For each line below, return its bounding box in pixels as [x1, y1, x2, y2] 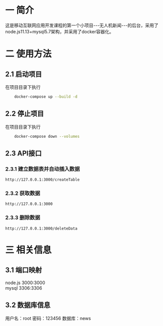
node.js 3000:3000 [5, 280, 45, 286]
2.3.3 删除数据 [5, 214, 40, 221]
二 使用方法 [5, 48, 52, 60]
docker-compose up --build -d [14, 94, 78, 99]
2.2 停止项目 [5, 110, 44, 118]
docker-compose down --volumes [14, 134, 80, 139]
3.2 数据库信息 [5, 301, 51, 309]
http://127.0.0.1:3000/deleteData [5, 226, 78, 231]
